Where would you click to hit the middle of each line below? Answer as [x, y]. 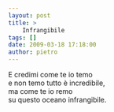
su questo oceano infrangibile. [57, 100]
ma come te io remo [40, 91]
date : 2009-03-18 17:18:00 [52, 45]
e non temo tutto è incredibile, [57, 83]
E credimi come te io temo [50, 75]
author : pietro [33, 52]
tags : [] [22, 37]
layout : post [29, 15]
